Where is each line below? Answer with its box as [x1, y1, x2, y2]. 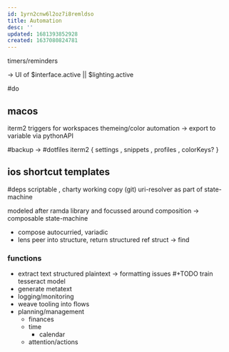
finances [28, 315, 55, 323]
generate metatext [17, 285, 73, 293]
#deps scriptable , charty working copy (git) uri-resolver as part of [7, 185, 203, 193]
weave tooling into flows [17, 300, 90, 308]
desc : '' [7, 24, 34, 31]
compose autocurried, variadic [17, 228, 108, 236]
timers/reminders [7, 56, 58, 65]
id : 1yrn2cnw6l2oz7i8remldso [7, 10, 94, 18]
